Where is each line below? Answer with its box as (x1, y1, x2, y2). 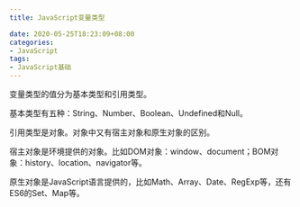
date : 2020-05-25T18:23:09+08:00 (9, 29, 135, 39)
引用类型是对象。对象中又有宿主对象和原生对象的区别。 (9, 127, 214, 138)
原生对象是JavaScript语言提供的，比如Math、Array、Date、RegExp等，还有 (9, 176, 292, 187)
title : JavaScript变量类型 (9, 13, 105, 22)
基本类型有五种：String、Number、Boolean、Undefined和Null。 (9, 108, 248, 118)
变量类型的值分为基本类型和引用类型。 (9, 89, 151, 99)
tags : (9, 55, 30, 64)
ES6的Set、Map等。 (9, 188, 85, 198)
